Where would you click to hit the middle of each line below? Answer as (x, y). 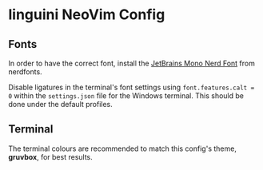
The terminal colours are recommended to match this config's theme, (123, 148)
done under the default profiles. (61, 104)
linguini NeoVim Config (87, 15)
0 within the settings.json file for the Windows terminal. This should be (126, 96)
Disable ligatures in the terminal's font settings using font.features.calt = (131, 87)
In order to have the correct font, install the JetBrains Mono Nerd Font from (132, 63)
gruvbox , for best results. (51, 156)
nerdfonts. (25, 72)
